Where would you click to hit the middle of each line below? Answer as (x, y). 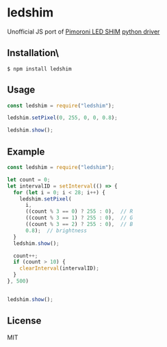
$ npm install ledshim (39, 69)
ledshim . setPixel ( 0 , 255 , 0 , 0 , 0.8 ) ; (62, 118)
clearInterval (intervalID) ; (59, 268)
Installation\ (33, 53)
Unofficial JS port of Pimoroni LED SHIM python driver (83, 31)
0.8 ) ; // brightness (56, 231)
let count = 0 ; (29, 179)
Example (26, 152)
